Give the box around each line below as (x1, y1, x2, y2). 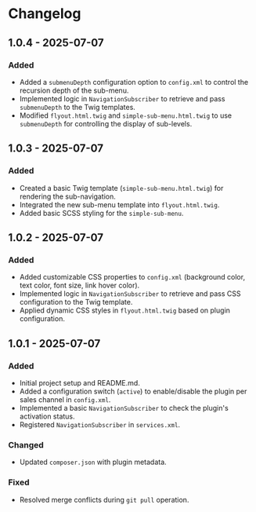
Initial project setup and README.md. (19, 378, 141, 387)
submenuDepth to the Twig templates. (19, 102, 135, 112)
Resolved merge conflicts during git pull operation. (19, 495, 189, 504)
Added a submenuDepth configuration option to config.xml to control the (19, 77, 249, 86)
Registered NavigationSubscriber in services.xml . (19, 419, 181, 429)
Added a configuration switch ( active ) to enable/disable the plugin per (19, 386, 247, 396)
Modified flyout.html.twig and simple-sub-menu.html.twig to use (19, 111, 233, 120)
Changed (8, 439, 45, 450)
